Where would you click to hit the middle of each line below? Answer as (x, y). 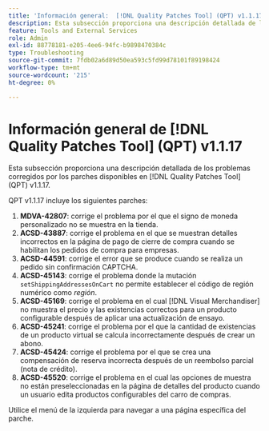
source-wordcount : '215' (50, 75)
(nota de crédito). (48, 369)
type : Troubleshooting (46, 53)
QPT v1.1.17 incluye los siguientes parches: (78, 201)
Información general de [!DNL (109, 129)
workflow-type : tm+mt (44, 68)
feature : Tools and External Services (73, 30)
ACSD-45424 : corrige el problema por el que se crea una (115, 352)
